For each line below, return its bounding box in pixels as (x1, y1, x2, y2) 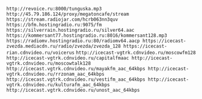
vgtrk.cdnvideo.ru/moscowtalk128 (6, 61, 91, 67)
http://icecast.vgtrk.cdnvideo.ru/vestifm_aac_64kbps (6, 76, 146, 82)
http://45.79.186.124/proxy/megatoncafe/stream (6, 11, 130, 17)
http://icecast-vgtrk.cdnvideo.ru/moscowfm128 (75, 50, 196, 56)
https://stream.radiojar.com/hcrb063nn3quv (6, 16, 119, 23)
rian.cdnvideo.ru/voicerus (6, 50, 75, 56)
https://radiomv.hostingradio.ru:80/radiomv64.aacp (6, 38, 140, 44)
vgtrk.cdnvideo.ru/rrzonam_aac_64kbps (6, 71, 105, 77)
